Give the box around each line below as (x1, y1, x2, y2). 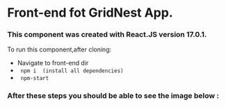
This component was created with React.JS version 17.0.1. (7, 30, 207, 40)
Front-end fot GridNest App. (7, 5, 174, 21)
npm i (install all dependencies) (20, 67, 124, 74)
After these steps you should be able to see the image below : (7, 91, 219, 101)
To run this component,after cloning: (7, 45, 112, 53)
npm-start (20, 75, 49, 82)
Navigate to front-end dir (17, 59, 89, 67)
